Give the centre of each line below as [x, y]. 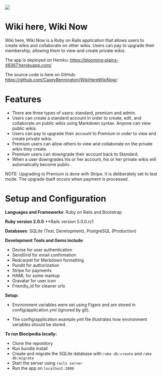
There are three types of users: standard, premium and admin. [74, 113]
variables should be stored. [39, 324]
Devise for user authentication [42, 250]
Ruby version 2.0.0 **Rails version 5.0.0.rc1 [49, 222]
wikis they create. [29, 149]
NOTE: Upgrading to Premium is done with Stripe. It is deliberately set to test [81, 174]
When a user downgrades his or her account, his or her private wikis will [84, 159]
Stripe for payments [32, 270]
